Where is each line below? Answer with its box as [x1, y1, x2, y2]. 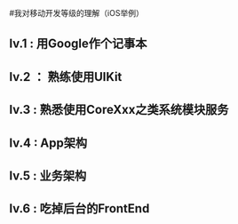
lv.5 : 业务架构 [9, 168, 87, 183]
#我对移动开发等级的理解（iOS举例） [9, 8, 144, 18]
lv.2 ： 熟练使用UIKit [9, 69, 123, 84]
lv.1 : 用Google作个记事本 [9, 36, 147, 52]
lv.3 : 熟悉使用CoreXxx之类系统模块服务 [9, 102, 229, 117]
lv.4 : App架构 [9, 135, 88, 150]
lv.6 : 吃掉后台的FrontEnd [9, 201, 150, 216]
